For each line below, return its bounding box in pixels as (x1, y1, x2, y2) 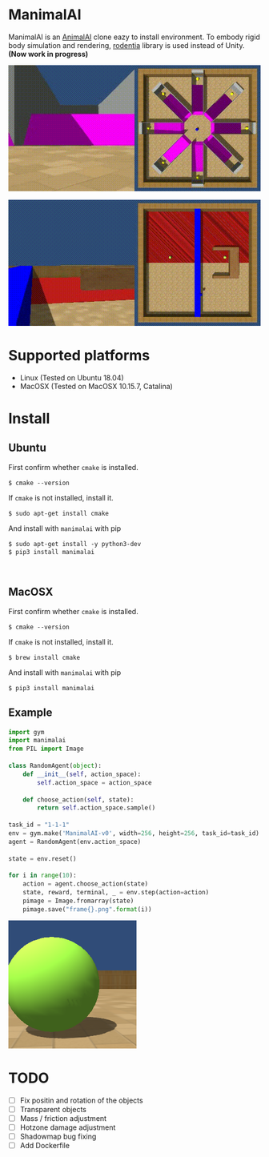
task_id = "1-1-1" (8, 821, 70, 830)
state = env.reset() (8, 854, 78, 862)
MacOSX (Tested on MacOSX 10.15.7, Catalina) (19, 381, 174, 391)
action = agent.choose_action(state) (22, 880, 149, 888)
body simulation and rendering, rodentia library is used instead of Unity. (8, 40, 246, 50)
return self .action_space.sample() (37, 804, 156, 812)
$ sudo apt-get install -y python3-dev (8, 540, 142, 548)
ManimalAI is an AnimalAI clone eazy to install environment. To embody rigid (8, 32, 260, 42)
